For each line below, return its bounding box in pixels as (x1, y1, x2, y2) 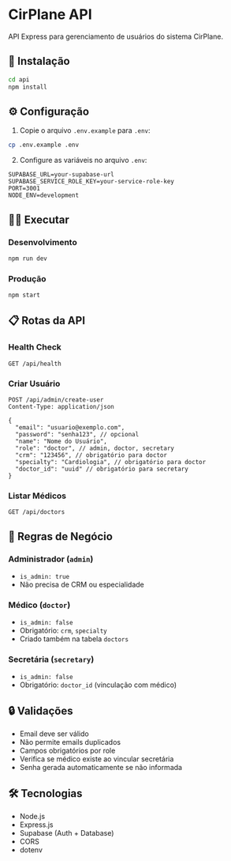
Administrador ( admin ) (8, 553, 94, 565)
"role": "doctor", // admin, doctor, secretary (15, 444, 175, 452)
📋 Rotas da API (8, 314, 85, 327)
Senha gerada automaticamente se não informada (19, 763, 183, 772)
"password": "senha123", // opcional (15, 430, 140, 438)
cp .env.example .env (8, 141, 80, 149)
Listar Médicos (8, 490, 67, 501)
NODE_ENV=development (8, 191, 80, 199)
